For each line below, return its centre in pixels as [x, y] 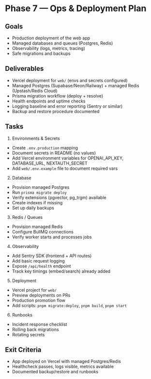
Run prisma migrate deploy [39, 192]
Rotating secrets [28, 334]
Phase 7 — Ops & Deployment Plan [76, 8]
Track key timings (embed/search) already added [61, 271]
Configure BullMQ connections [43, 231]
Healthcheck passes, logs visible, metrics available [63, 366]
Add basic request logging [38, 261]
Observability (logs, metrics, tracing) [49, 48]
